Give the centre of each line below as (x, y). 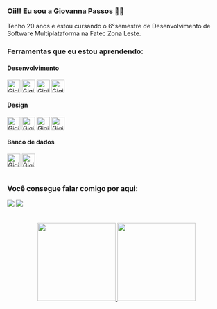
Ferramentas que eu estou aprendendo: (75, 51)
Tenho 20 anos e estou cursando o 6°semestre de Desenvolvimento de (109, 26)
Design (18, 105)
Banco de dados (31, 142)
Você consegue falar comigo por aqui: (73, 188)
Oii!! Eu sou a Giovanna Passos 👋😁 (66, 11)
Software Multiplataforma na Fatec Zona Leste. (74, 33)
